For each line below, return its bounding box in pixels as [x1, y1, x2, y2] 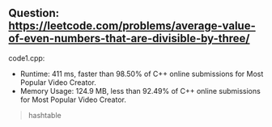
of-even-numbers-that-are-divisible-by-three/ [8, 32, 250, 45]
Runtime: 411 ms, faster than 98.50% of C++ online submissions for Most [19, 69, 264, 78]
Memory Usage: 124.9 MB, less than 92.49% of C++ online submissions [19, 86, 261, 95]
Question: [8, 6, 60, 20]
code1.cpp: [8, 53, 45, 63]
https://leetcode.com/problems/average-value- [8, 19, 257, 33]
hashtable [28, 110, 62, 120]
